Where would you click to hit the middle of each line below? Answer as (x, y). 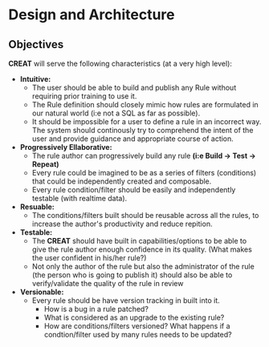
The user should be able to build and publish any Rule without (134, 87)
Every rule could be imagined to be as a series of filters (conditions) (144, 173)
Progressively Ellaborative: (66, 147)
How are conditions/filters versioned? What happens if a (137, 326)
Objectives (36, 44)
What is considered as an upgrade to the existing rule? (134, 317)
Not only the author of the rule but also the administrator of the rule (143, 266)
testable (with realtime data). (79, 198)
